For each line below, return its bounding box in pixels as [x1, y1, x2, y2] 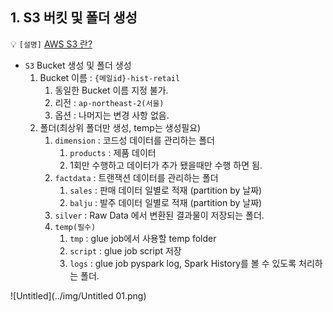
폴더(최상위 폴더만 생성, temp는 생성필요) [39, 121, 202, 133]
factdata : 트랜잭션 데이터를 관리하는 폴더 [54, 171, 219, 183]
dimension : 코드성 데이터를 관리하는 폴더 [54, 134, 215, 146]
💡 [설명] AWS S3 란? [10, 38, 93, 50]
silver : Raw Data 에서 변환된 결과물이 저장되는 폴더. [54, 209, 265, 221]
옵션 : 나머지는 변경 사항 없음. [54, 109, 170, 121]
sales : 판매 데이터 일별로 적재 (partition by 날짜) [69, 184, 263, 196]
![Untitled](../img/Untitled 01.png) [10, 289, 147, 302]
